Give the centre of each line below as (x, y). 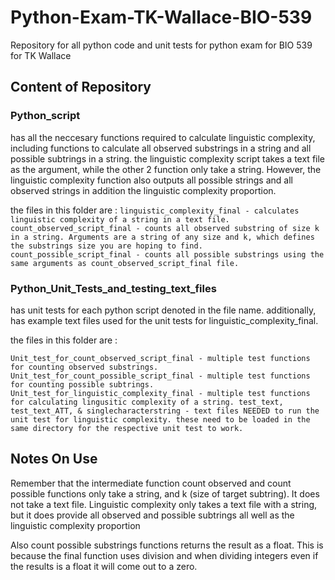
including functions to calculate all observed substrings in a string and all (161, 148)
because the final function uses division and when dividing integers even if (164, 555)
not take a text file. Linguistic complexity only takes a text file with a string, (164, 504)
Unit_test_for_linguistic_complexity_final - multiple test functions (160, 393)
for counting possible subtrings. (82, 384)
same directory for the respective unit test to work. (127, 428)
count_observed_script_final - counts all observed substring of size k (165, 228)
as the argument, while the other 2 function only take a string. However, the (166, 169)
